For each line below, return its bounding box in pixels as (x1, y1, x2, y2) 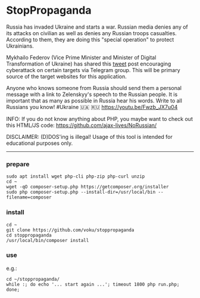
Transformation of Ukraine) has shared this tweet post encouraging (6, 60, 171, 67)
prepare (6, 160, 30, 168)
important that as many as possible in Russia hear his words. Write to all (6, 97, 183, 104)
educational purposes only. (6, 139, 73, 147)
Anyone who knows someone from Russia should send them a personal (6, 84, 182, 91)
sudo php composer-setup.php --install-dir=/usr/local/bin (6, 189, 156, 195)
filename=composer (6, 194, 52, 200)
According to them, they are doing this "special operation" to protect (6, 36, 174, 43)
